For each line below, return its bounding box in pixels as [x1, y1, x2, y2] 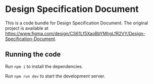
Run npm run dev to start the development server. [5, 73, 105, 79]
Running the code [5, 50, 61, 59]
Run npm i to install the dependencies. [5, 63, 83, 69]
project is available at [5, 25, 49, 31]
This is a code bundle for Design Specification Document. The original [5, 20, 149, 26]
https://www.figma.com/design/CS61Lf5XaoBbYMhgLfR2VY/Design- [5, 30, 146, 36]
